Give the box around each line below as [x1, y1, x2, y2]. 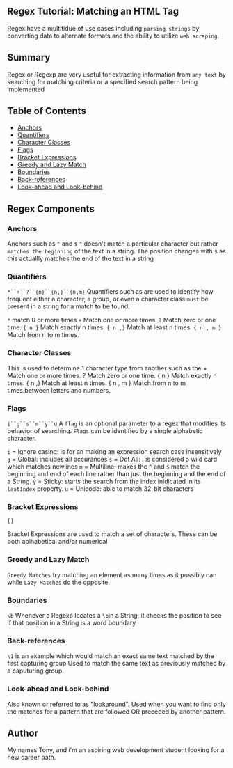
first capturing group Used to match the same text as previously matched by [7, 659, 226, 668]
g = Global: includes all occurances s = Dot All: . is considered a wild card [7, 455, 218, 464]
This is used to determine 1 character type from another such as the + [7, 363, 207, 372]
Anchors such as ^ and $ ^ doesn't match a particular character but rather [7, 240, 218, 248]
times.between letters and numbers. [7, 386, 111, 394]
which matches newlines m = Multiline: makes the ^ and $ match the [7, 462, 200, 471]
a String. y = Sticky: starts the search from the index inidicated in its [7, 477, 202, 486]
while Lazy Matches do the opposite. [7, 578, 110, 586]
